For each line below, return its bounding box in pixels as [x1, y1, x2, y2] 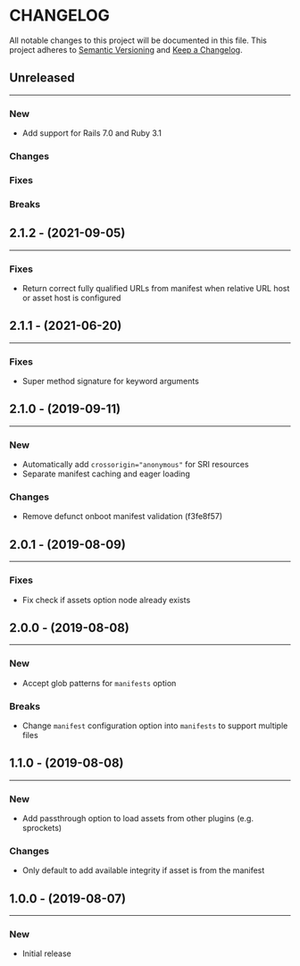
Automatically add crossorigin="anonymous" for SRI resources [21, 459, 249, 470]
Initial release [21, 948, 71, 959]
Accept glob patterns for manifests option [21, 677, 177, 688]
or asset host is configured [21, 292, 121, 303]
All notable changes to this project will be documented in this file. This [9, 35, 268, 46]
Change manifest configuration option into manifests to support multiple [21, 720, 288, 731]
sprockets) [21, 823, 62, 834]
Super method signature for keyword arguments [21, 376, 199, 387]
